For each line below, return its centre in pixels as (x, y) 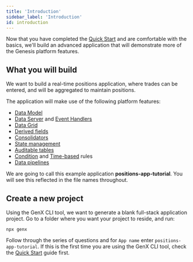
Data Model (28, 113)
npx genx (17, 229)
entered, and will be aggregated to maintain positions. (71, 90)
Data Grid (26, 125)
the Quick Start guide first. (38, 253)
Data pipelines (32, 163)
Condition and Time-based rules (54, 156)
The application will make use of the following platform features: (83, 101)
